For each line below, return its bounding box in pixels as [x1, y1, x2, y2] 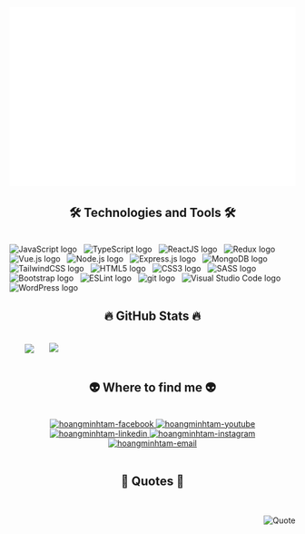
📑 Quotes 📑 [121, 474, 184, 489]
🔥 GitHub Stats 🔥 [103, 309, 202, 324]
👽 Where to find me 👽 [89, 380, 216, 396]
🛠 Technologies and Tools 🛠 [69, 205, 236, 221]
